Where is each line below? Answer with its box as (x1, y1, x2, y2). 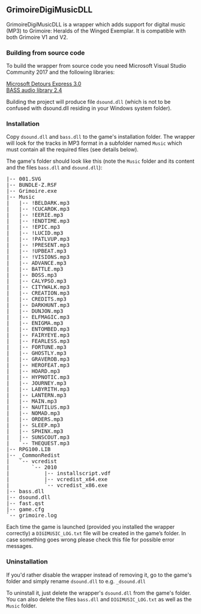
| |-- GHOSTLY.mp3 (6, 350, 67, 357)
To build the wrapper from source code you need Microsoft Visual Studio (6, 62, 187, 70)
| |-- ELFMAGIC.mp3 (6, 314, 70, 321)
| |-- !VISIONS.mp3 (6, 254, 70, 261)
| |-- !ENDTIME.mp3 (6, 217, 70, 225)
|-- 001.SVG (6, 175, 41, 183)
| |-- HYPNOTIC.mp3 (6, 374, 70, 381)
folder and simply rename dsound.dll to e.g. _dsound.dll (6, 577, 146, 585)
